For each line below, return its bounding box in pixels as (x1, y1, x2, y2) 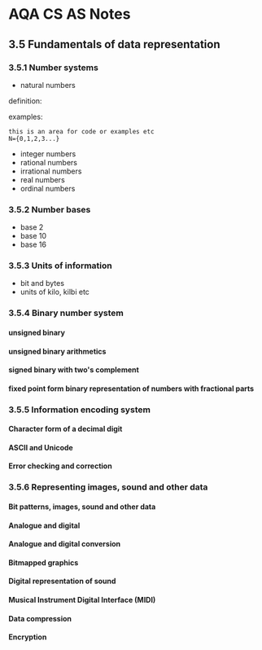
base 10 (20, 231, 47, 241)
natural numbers (20, 80, 76, 90)
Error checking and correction (8, 461, 112, 471)
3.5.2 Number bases (8, 204, 91, 215)
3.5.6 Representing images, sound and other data (8, 481, 208, 493)
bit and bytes (20, 279, 65, 288)
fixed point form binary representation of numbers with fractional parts (8, 384, 255, 393)
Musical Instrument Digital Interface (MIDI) (8, 595, 156, 604)
